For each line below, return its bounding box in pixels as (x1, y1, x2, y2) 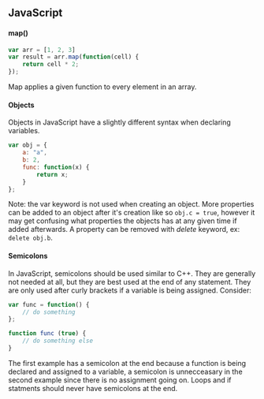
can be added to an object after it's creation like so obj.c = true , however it (8, 208, 255, 218)
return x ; (36, 170, 69, 178)
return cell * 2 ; (22, 61, 80, 69)
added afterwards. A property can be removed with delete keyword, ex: (8, 225, 240, 234)
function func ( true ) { (8, 330, 87, 337)
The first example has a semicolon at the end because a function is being (8, 358, 247, 367)
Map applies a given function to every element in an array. (8, 82, 197, 91)
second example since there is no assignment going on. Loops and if (8, 375, 232, 385)
